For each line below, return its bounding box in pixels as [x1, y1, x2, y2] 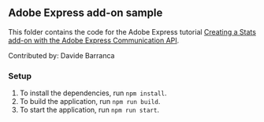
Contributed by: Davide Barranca [8, 50, 115, 60]
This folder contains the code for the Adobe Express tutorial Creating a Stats [8, 27, 256, 36]
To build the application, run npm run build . [19, 97, 161, 106]
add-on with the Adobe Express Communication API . [8, 35, 180, 45]
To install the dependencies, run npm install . [19, 88, 167, 98]
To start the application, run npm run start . [19, 105, 160, 115]
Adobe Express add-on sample [8, 6, 163, 20]
